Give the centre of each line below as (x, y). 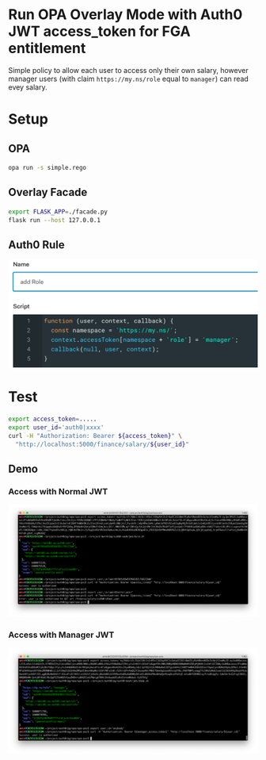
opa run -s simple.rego (47, 167)
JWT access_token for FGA (100, 31)
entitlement (47, 48)
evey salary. (28, 87)
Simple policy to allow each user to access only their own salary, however (128, 70)
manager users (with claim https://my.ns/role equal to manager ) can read (129, 79)
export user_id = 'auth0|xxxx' (56, 428)
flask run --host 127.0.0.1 (55, 220)
